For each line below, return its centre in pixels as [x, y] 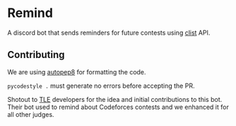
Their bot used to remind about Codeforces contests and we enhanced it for [118, 107]
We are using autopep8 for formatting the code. [77, 71]
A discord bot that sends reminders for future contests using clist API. [109, 33]
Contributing [36, 55]
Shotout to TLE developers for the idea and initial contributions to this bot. [115, 99]
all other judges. [31, 114]
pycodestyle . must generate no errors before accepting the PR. [101, 86]
